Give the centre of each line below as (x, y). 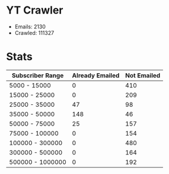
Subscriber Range (38, 75)
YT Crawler (35, 10)
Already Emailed (96, 75)
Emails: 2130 (30, 27)
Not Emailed (143, 75)
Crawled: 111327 (34, 32)
